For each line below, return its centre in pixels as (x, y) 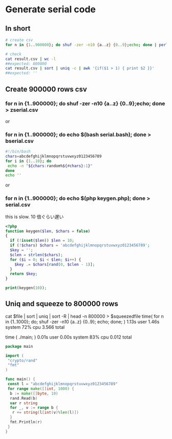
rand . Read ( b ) (24, 398)
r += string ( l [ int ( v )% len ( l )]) (46, 413)
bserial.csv (20, 141)
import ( (15, 356)
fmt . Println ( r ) (26, 422)
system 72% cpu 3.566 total (35, 327)
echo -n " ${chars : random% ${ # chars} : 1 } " (50, 166)
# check (14, 54)
